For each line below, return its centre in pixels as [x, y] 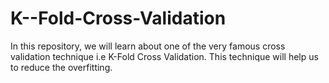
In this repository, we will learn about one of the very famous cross [148, 46]
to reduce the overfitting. [61, 67]
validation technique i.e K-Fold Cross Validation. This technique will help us [164, 56]
